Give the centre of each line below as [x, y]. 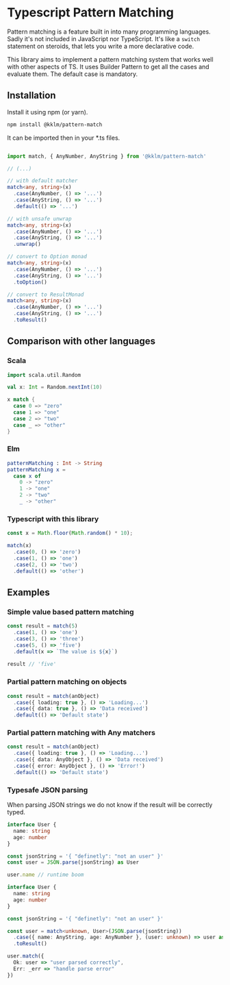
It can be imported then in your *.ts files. [64, 138]
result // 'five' [32, 664]
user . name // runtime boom [46, 875]
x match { [21, 400]
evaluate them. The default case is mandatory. [73, 74]
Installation [31, 96]
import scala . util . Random [44, 375]
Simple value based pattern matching [71, 612]
